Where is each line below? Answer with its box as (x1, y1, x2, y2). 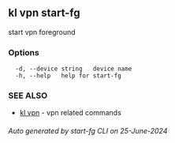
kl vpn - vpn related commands (19, 108, 122, 118)
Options (8, 47, 39, 58)
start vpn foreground (8, 27, 76, 36)
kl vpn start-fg (8, 6, 80, 20)
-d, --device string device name (15, 65, 132, 73)
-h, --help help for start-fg (15, 72, 122, 80)
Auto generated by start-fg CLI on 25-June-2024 (8, 126, 168, 135)
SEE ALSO (8, 90, 48, 101)
